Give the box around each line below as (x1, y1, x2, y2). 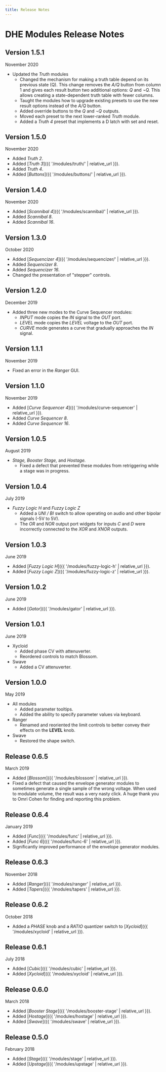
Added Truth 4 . (12, 166, 43, 172)
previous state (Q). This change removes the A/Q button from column (19, 81, 161, 87)
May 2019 (5, 691, 25, 697)
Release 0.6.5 (5, 752, 48, 761)
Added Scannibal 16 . (12, 219, 55, 225)
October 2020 (5, 246, 34, 253)
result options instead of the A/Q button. (19, 103, 102, 109)
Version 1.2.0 (5, 286, 47, 295)
